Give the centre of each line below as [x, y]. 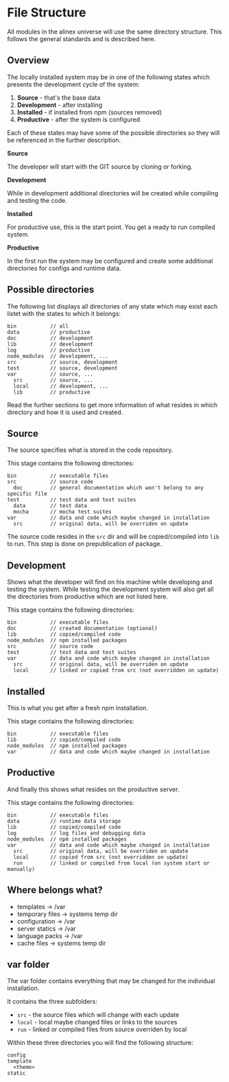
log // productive [49, 350]
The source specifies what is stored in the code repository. [90, 450]
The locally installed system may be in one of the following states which [109, 77]
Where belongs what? [55, 890]
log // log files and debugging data [76, 833]
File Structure [47, 13]
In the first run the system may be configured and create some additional [110, 261]
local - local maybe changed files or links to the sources [97, 1022]
